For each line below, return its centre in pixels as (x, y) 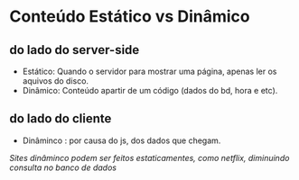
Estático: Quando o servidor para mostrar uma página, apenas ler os (149, 71)
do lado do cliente (61, 119)
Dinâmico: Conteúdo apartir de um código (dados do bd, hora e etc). (150, 90)
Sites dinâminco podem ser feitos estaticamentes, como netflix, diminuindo (149, 157)
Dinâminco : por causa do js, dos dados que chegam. (121, 140)
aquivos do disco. (55, 81)
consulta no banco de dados (63, 167)
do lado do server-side (75, 50)
